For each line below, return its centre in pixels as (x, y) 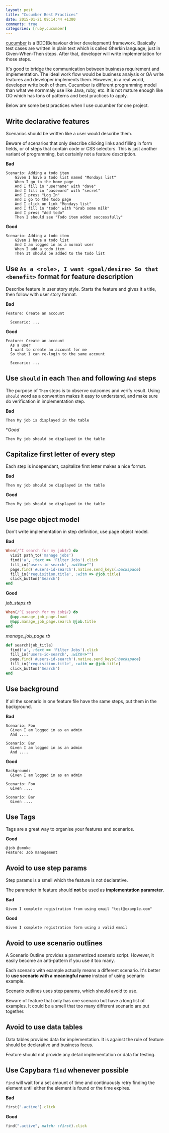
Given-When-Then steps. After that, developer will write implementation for (83, 54)
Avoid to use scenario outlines (54, 943)
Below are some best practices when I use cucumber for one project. (77, 105)
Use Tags (21, 817)
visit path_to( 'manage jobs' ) (42, 556)
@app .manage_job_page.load (38, 617)
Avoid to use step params (46, 868)
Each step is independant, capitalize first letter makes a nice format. (76, 466)
